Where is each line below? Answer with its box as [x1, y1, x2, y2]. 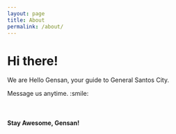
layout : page [7, 10, 45, 17]
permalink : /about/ [7, 23, 64, 30]
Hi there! [7, 53, 58, 69]
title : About [7, 17, 45, 24]
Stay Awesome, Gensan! [7, 119, 80, 127]
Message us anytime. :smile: [7, 90, 89, 98]
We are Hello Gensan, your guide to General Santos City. [7, 76, 169, 84]
